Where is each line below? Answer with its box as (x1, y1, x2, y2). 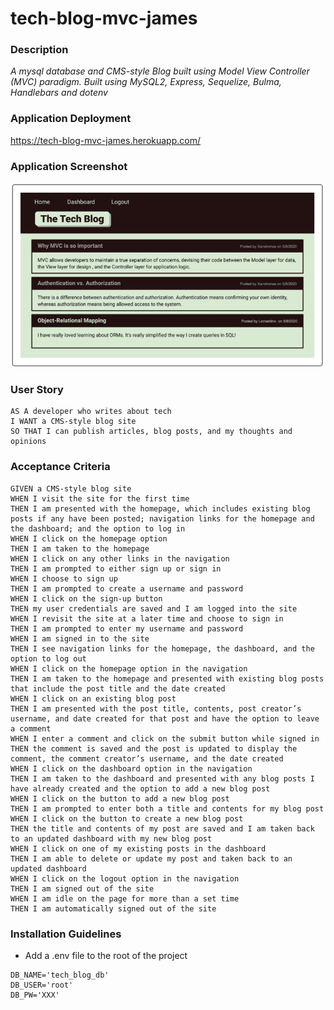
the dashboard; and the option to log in (10, 523, 186, 534)
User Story (10, 383, 64, 397)
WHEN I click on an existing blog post (10, 693, 177, 704)
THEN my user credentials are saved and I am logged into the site (10, 603, 298, 614)
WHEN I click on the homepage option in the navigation (10, 663, 248, 674)
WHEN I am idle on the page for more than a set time (10, 893, 240, 904)
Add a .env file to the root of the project (24, 950, 188, 962)
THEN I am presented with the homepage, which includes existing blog (10, 503, 311, 514)
